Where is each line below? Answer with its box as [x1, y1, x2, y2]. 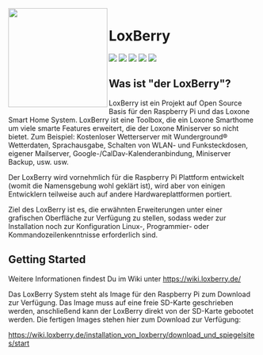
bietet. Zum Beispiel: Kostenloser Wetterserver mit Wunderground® [8, 132, 228, 141]
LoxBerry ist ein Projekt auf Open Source [109, 98, 242, 108]
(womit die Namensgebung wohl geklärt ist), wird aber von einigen [8, 181, 226, 190]
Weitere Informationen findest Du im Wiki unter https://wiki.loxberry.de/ [8, 273, 242, 284]
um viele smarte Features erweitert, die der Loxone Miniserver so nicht [8, 123, 239, 133]
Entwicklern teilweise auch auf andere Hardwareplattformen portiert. [8, 189, 232, 199]
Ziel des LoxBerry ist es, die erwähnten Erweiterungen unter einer [8, 204, 223, 214]
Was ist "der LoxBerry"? [109, 77, 231, 90]
